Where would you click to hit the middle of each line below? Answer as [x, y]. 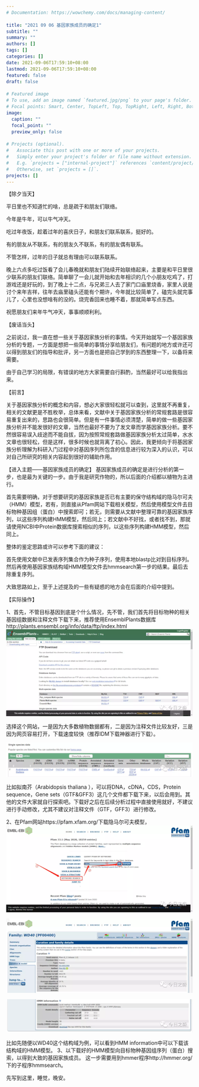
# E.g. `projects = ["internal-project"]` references [76, 163]
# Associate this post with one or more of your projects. [83, 151]
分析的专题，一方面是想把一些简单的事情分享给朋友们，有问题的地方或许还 [97, 345]
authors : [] [21, 44]
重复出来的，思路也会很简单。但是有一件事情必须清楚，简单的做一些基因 [99, 420]
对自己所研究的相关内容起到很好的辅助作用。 [61, 457]
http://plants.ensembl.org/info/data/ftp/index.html [67, 626]
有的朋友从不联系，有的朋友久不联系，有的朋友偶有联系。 [76, 244]
